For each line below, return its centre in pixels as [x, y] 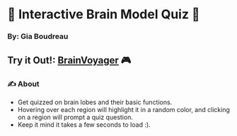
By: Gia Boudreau [38, 37]
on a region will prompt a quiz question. [75, 117]
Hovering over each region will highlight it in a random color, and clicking [123, 109]
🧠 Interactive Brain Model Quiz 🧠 [104, 14]
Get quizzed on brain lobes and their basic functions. [95, 102]
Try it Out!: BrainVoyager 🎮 [69, 60]
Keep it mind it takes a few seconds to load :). [84, 124]
